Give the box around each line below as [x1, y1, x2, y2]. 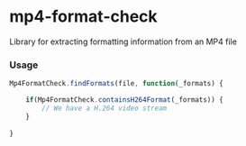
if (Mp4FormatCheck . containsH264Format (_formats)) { [25, 96, 223, 105]
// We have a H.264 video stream [41, 104, 168, 113]
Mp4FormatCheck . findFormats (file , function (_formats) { [9, 79, 223, 88]
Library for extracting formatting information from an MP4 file [9, 36, 237, 47]
